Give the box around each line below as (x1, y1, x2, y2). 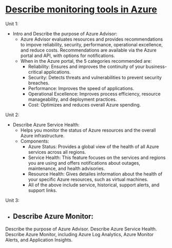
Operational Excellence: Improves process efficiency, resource (28, 91, 161, 97)
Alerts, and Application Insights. (5, 237, 73, 243)
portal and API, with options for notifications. (20, 52, 116, 59)
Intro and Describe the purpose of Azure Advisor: (12, 30, 118, 37)
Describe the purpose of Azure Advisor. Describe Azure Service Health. (5, 225, 157, 232)
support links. (28, 187, 58, 193)
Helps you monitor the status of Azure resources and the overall (20, 127, 156, 133)
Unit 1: (5, 21, 19, 27)
